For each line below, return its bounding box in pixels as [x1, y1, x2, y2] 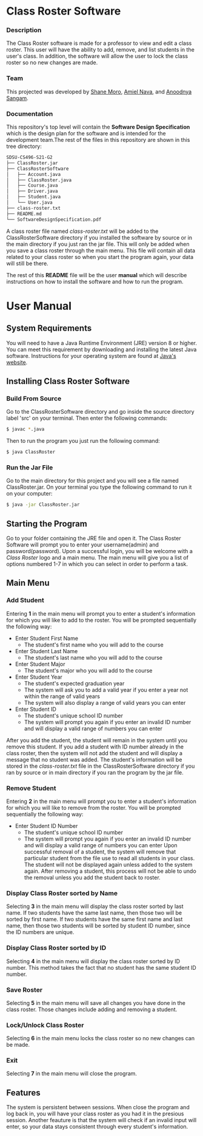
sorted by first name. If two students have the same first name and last [6, 916, 183, 923]
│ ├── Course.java [6, 183, 59, 189]
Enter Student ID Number [15, 822, 78, 829]
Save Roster [6, 986, 43, 994]
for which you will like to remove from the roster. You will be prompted [6, 804, 181, 811]
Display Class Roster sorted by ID [6, 944, 107, 952]
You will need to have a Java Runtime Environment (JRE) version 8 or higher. [6, 339, 198, 346]
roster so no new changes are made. [6, 59, 98, 66]
